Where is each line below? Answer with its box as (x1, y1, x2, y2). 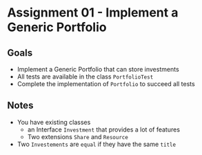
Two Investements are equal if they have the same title (17, 140, 176, 148)
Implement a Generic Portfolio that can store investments (17, 65, 179, 73)
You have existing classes (17, 118, 91, 126)
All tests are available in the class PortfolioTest (17, 72, 154, 81)
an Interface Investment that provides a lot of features (27, 125, 181, 134)
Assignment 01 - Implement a (7, 5, 179, 21)
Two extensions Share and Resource (27, 132, 129, 141)
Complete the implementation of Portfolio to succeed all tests (17, 80, 195, 87)
